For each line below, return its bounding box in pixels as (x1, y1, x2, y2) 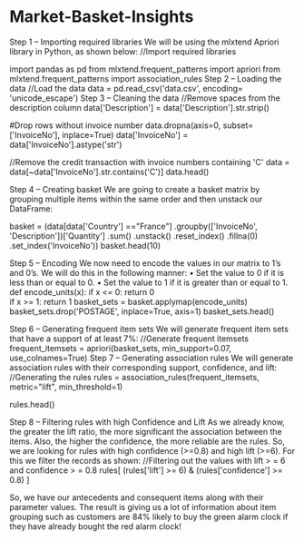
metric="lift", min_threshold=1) (9, 381, 123, 392)
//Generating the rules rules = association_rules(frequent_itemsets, (9, 371, 260, 382)
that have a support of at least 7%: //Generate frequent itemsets (9, 333, 250, 344)
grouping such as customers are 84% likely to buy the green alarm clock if (9, 511, 289, 522)
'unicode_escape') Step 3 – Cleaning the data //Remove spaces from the (9, 93, 281, 103)
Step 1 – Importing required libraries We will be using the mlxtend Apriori (9, 36, 279, 47)
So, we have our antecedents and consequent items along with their (9, 492, 264, 503)
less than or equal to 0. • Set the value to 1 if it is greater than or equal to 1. (9, 277, 289, 288)
